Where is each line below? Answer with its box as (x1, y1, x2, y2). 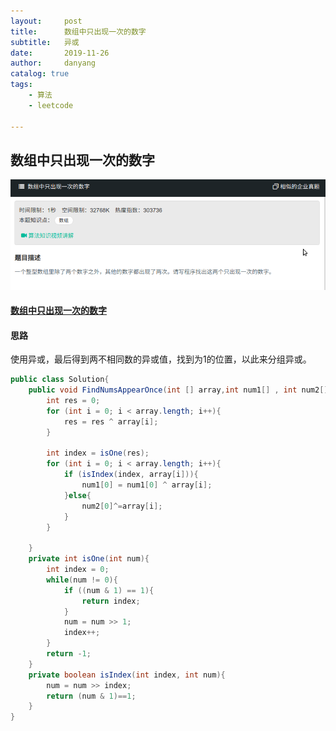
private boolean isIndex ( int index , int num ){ (28, 670, 226, 680)
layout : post (10, 16, 83, 26)
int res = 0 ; (46, 396, 101, 406)
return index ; (81, 596, 141, 606)
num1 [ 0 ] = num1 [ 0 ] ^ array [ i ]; (81, 480, 213, 490)
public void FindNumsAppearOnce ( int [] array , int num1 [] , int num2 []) (28, 385, 333, 395)
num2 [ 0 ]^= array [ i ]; (81, 501, 163, 511)
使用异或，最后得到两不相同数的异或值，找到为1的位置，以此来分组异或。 (10, 353, 312, 365)
